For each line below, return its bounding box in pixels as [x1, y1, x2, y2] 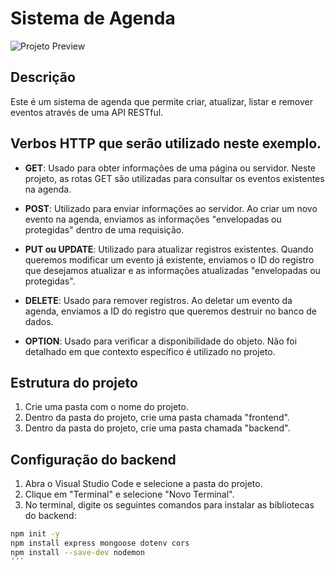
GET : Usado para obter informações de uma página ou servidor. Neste [24, 162, 317, 174]
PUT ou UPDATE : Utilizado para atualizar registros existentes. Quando [24, 243, 314, 255]
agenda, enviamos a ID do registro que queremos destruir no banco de [24, 305, 317, 317]
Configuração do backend [10, 451, 177, 468]
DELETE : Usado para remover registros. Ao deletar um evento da [24, 294, 293, 306]
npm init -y [10, 529, 60, 539]
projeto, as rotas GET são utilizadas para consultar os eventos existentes [24, 172, 325, 184]
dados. [24, 315, 54, 327]
